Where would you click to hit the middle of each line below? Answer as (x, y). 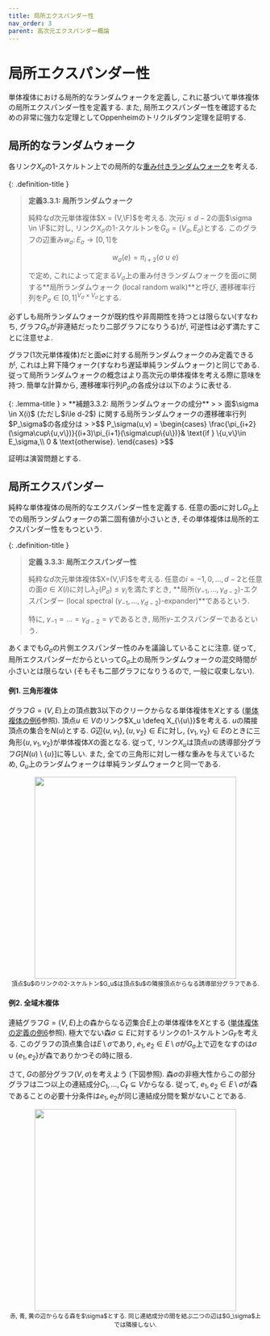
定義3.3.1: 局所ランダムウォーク (81, 200)
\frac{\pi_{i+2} (232, 424)
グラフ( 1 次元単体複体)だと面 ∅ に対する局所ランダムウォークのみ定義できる (131, 355)
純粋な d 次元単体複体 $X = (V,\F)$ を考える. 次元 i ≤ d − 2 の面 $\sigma (140, 217)
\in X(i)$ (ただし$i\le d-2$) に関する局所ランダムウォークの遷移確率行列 (127, 414)
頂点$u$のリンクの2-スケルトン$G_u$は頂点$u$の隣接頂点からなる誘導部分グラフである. (135, 984)
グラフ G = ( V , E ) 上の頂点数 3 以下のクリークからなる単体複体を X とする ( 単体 (134, 710)
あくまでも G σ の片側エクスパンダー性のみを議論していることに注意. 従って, (132, 649)
